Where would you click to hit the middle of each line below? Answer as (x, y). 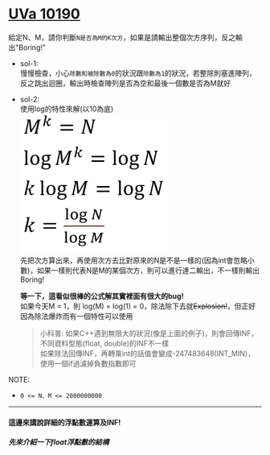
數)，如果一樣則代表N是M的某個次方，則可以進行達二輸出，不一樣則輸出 (140, 270)
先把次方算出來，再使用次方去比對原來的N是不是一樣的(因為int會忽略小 (137, 260)
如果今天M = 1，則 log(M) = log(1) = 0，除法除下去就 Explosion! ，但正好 (137, 306)
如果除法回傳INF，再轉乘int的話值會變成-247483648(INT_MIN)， (147, 353)
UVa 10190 (44, 14)
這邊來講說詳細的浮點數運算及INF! (65, 422)
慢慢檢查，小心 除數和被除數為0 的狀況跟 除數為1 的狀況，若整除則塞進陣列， (138, 72)
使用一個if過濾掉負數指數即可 (88, 363)
